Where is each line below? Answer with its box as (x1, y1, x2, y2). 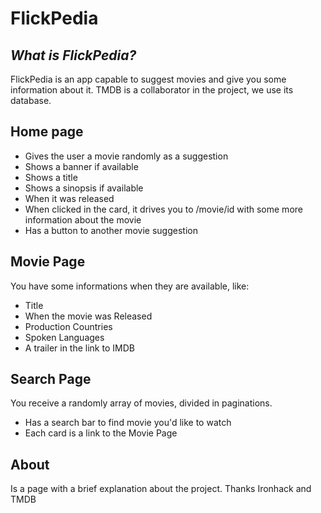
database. (10, 95, 52, 106)
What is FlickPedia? (10, 47, 137, 64)
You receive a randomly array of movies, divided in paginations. (10, 397, 273, 409)
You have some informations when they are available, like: (10, 280, 250, 292)
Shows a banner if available (24, 160, 139, 172)
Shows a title (24, 171, 78, 183)
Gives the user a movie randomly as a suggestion (24, 150, 229, 162)
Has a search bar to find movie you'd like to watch (24, 417, 232, 429)
